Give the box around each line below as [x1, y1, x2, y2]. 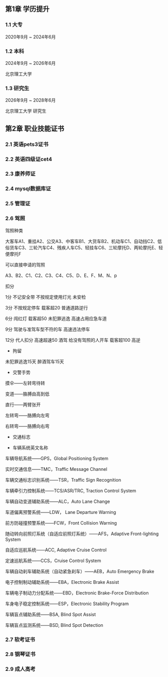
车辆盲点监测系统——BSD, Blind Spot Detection [5, 622, 103, 628]
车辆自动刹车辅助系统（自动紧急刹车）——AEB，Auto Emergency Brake [5, 568, 155, 574]
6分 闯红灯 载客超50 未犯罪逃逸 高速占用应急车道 [5, 315, 107, 322]
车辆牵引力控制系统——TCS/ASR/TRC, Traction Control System [5, 488, 136, 494]
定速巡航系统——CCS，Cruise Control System [5, 557, 101, 564]
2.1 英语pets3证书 [5, 141, 49, 148]
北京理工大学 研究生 [5, 108, 46, 114]
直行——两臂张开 [5, 402, 41, 408]
